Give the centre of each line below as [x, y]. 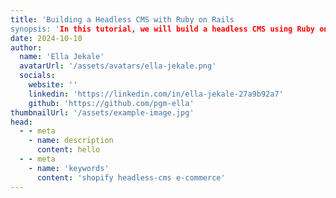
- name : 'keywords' [69, 168]
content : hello [68, 150]
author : [26, 47]
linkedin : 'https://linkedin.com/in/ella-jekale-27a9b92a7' [156, 94]
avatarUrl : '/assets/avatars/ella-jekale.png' [118, 66]
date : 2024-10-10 [46, 38]
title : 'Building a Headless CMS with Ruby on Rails [122, 19]
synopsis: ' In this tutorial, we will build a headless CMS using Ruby [163, 29]
